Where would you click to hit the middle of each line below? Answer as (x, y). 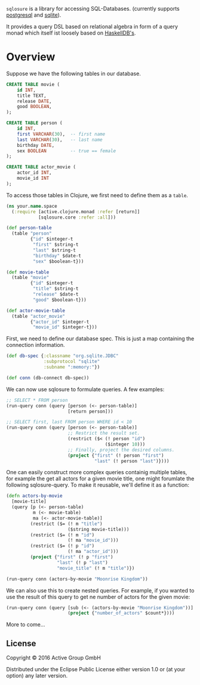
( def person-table (29, 228)
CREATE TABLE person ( (34, 123)
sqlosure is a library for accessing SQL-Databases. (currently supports (93, 9)
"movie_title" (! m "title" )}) (96, 568)
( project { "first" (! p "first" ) (72, 557)
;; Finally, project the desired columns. (121, 450)
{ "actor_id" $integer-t (60, 322)
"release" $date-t (56, 294)
